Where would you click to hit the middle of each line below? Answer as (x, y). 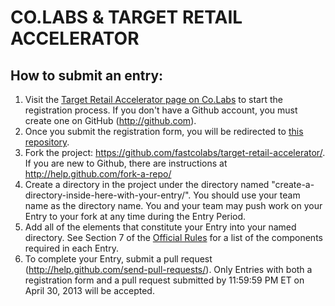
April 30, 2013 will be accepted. (89, 290)
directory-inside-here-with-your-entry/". (108, 195)
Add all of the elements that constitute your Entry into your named (160, 227)
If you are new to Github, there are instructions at (126, 163)
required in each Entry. (71, 248)
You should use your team (247, 195)
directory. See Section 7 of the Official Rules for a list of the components (173, 237)
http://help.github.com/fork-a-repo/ (98, 174)
